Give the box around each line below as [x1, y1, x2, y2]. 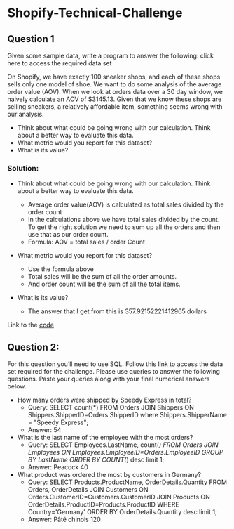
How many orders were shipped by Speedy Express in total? [17, 396, 192, 405]
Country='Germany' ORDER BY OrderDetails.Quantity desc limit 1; [27, 508, 217, 516]
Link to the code [7, 321, 55, 329]
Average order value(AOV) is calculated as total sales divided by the [27, 200, 224, 209]
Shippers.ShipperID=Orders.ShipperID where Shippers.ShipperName [27, 411, 228, 419]
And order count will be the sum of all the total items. [27, 280, 181, 289]
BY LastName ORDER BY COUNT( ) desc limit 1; [27, 455, 165, 464]
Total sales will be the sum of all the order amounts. [27, 273, 177, 281]
